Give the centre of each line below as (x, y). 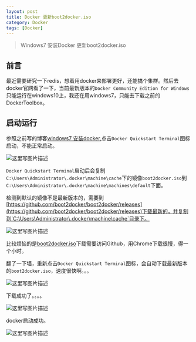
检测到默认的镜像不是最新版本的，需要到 (55, 198)
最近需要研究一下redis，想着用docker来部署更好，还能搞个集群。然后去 (92, 81)
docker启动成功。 (27, 320)
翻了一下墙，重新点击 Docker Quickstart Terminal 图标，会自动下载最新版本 (97, 263)
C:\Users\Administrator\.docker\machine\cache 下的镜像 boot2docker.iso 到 (97, 178)
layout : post (22, 11)
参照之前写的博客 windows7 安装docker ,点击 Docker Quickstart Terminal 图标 (98, 138)
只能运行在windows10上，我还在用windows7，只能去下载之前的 (83, 96)
